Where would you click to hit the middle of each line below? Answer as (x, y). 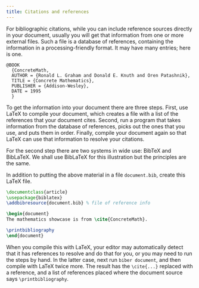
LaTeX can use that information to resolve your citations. (75, 139)
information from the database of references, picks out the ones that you (96, 126)
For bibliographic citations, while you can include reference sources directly (99, 29)
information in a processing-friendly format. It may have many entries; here (98, 48)
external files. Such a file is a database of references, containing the (90, 41)
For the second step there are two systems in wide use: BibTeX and (89, 150)
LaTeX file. (19, 181)
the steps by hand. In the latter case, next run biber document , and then (94, 259)
